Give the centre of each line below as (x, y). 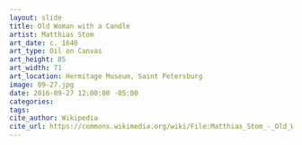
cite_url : (28, 127)
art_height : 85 (38, 59)
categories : (31, 101)
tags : (19, 110)
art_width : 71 (36, 68)
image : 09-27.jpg (42, 85)
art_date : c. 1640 (44, 43)
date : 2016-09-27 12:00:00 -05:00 (74, 93)
